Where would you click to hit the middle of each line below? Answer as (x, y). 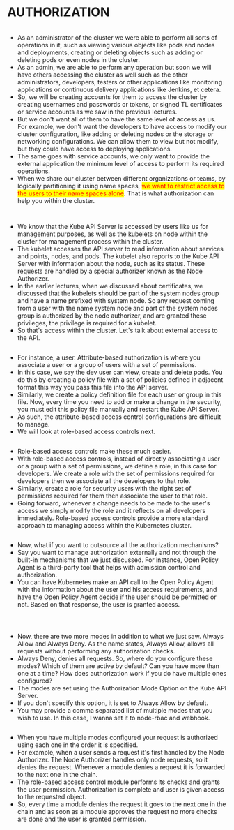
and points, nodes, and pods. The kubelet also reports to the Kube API (118, 256)
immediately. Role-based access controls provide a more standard (112, 518)
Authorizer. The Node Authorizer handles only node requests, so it (112, 759)
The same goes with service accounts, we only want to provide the (114, 156)
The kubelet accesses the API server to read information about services (120, 249)
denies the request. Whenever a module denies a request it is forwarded (121, 767)
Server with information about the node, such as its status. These (111, 263)
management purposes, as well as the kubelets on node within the (112, 234)
